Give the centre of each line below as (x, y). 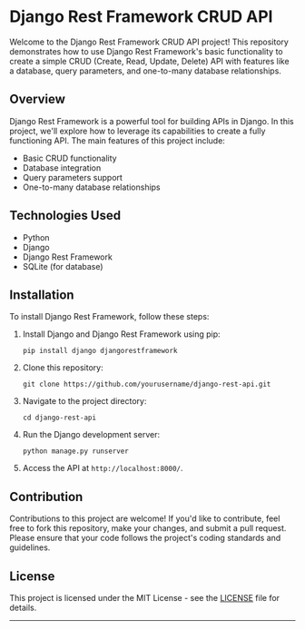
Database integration (62, 167)
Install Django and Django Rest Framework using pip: (121, 334)
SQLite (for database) (63, 266)
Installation (42, 295)
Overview (38, 99)
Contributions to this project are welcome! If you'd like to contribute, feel (145, 518)
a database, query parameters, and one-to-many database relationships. (145, 71)
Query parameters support (72, 177)
